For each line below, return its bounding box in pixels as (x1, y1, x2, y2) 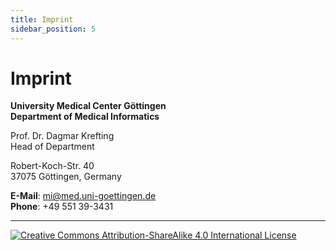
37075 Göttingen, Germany (10, 171, 122, 183)
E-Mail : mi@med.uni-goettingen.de (10, 190, 157, 202)
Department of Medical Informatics (10, 111, 160, 123)
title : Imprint (10, 14, 74, 25)
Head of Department (10, 141, 95, 153)
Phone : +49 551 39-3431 (10, 201, 114, 213)
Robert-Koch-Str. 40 (10, 160, 95, 172)
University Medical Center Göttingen (10, 100, 167, 112)
